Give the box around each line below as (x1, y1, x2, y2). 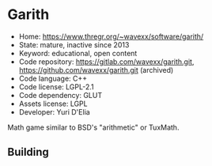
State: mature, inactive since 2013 (18, 40, 130, 49)
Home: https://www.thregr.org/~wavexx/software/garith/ (18, 32, 204, 41)
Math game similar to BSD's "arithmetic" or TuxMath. (7, 123, 180, 132)
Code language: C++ (18, 74, 88, 83)
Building (7, 145, 49, 159)
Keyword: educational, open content (18, 48, 138, 58)
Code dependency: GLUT (18, 90, 103, 100)
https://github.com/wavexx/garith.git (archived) (18, 65, 174, 74)
